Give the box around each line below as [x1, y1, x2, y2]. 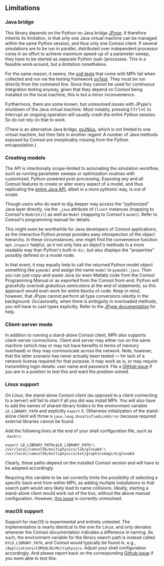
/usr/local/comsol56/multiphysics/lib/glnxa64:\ [5, 447, 106, 452]
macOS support [5, 508, 44, 514]
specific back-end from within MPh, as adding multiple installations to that [5, 480, 155, 485]
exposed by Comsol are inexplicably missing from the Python [5, 137, 129, 142]
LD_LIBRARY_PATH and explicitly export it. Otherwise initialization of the [5, 408, 145, 414]
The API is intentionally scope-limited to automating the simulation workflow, [5, 165, 160, 171]
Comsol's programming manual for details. [5, 216, 91, 223]
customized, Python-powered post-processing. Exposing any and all [5, 175, 143, 181]
